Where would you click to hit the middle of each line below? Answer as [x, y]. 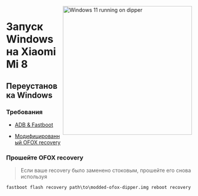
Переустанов [32, 86]
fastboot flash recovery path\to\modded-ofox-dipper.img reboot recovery [99, 188]
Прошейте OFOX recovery [45, 157]
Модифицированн [37, 136]
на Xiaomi [31, 52]
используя [34, 177]
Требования [24, 112]
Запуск [25, 27]
